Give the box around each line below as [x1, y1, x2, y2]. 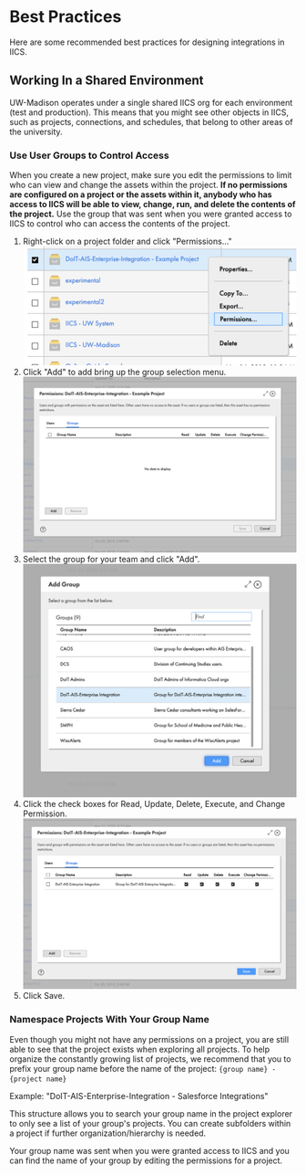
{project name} [9, 1075, 67, 1084]
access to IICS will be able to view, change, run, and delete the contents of [9, 199, 296, 210]
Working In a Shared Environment [9, 73, 204, 89]
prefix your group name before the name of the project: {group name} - [9, 1063, 277, 1074]
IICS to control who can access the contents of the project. [9, 218, 230, 229]
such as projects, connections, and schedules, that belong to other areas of [9, 116, 293, 127]
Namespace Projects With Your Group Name [9, 1013, 209, 1026]
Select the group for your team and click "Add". [22, 554, 200, 565]
